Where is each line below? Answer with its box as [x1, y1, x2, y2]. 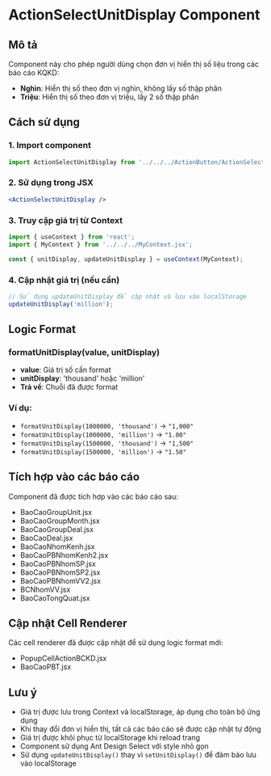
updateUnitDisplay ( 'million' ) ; [8, 300, 114, 308]
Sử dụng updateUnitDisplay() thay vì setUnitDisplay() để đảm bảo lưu [19, 750, 256, 760]
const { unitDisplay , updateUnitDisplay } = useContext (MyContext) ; [8, 255, 244, 264]
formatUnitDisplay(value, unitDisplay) [8, 347, 160, 358]
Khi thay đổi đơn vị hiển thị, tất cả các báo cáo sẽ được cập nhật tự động [19, 724, 262, 734]
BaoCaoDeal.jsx [19, 533, 73, 542]
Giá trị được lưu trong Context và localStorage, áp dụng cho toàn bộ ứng [19, 707, 261, 717]
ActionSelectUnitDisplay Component [8, 6, 261, 24]
